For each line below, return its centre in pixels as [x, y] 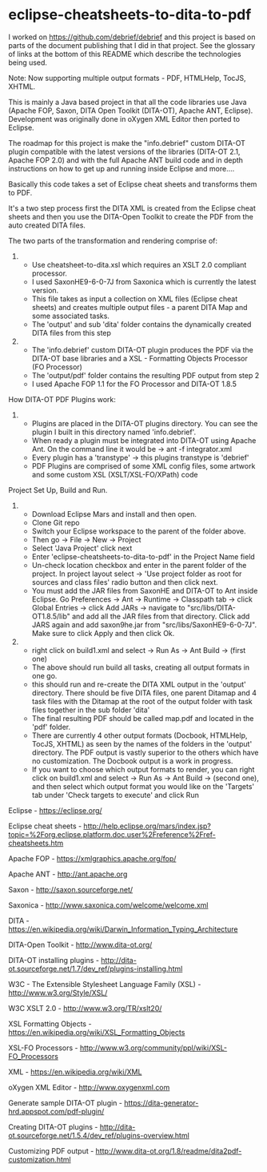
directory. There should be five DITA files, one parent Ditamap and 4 [144, 693]
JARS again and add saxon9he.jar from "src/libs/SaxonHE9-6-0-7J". [144, 624]
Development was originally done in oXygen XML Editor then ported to [124, 119]
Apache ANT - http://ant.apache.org [68, 874]
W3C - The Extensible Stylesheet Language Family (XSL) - [105, 984]
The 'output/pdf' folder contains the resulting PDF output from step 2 [145, 375]
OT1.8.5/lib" [51, 616]
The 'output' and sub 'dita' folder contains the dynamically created [141, 324]
